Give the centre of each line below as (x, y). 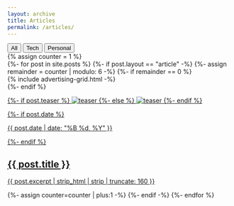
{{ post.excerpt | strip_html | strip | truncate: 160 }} (81, 181)
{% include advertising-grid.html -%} (62, 80)
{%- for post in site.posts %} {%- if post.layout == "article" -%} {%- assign (117, 64)
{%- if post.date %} (36, 114)
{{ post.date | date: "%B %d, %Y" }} (60, 128)
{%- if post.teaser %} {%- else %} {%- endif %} (105, 101)
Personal (59, 48)
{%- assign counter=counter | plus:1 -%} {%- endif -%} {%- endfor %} (111, 195)
